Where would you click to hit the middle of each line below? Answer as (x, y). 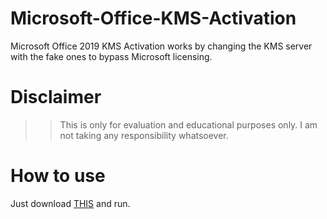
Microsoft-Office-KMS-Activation (153, 18)
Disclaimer (56, 97)
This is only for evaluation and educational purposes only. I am (188, 124)
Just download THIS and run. (70, 203)
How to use (58, 176)
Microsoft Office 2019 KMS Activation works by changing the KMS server (161, 46)
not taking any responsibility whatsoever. (144, 135)
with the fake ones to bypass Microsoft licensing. (111, 56)
